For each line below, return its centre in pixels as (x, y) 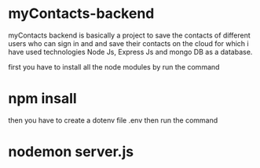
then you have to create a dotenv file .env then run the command (113, 120)
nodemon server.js (71, 152)
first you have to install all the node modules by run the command (114, 66)
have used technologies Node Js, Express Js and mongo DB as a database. (130, 52)
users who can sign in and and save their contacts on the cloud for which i (128, 43)
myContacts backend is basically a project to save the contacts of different (130, 35)
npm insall (42, 99)
